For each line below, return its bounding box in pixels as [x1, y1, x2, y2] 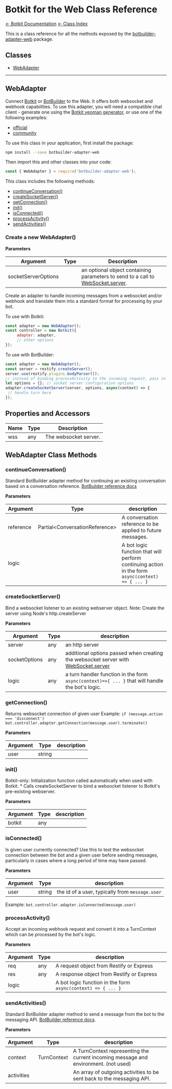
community [12, 130, 37, 136]
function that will [121, 548, 162, 555]
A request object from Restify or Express [55, 962, 154, 969]
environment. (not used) [73, 1060, 132, 1067]
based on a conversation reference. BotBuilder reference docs [5, 483, 137, 489]
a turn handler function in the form [65, 670, 148, 678]
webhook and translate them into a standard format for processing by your [5, 298, 163, 304]
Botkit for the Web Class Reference [5, 4, 158, 15]
